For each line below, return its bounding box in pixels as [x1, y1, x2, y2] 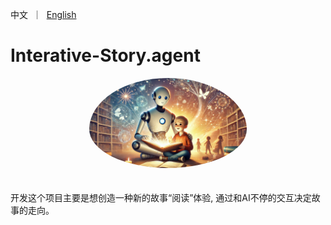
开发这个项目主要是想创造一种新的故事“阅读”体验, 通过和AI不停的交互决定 [10, 191, 312, 203]
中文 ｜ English [10, 9, 77, 20]
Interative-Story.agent [10, 44, 201, 67]
